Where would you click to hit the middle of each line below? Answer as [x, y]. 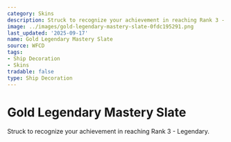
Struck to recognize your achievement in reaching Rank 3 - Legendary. [109, 132]
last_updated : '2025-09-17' [48, 33]
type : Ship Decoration [40, 78]
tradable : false [31, 71]
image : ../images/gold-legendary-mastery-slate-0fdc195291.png [101, 26]
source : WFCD [26, 46]
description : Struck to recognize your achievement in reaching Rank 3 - [116, 20]
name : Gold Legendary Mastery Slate [60, 39]
